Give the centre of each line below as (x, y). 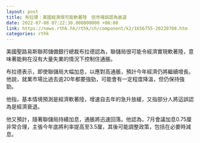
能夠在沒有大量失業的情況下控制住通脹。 (66, 59)
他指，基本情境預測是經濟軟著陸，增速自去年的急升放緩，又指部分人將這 (95, 100)
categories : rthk (28, 34)
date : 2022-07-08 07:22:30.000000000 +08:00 (62, 23)
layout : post (22, 12)
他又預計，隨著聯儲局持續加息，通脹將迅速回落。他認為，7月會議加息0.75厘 (99, 119)
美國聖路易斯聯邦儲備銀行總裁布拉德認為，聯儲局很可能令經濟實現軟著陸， (97, 52)
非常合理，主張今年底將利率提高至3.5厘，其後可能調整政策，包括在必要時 (96, 127)
